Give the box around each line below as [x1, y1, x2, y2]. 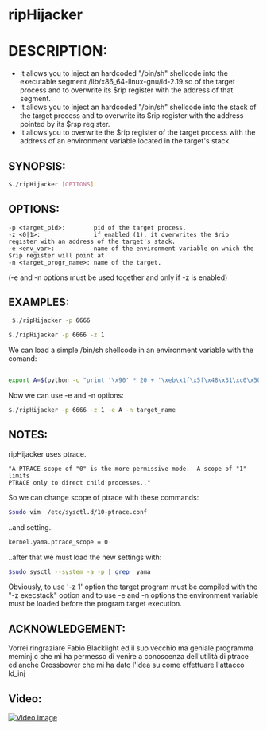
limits [8, 472, 30, 480]
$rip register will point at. [8, 251, 109, 260]
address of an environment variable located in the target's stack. [19, 136, 232, 146]
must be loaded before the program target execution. [8, 599, 183, 609]
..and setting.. [8, 522, 53, 532]
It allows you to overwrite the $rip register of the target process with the [19, 128, 256, 137]
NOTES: [8, 428, 48, 442]
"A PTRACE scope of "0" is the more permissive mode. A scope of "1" [8, 465, 247, 473]
